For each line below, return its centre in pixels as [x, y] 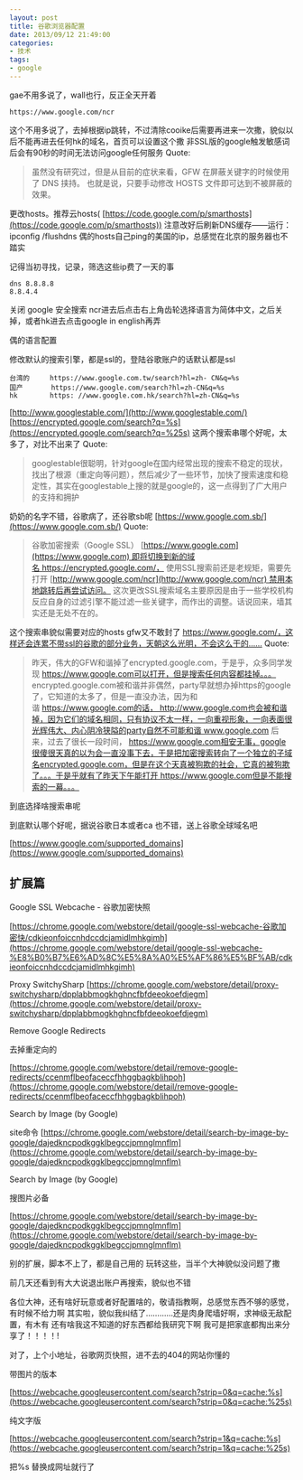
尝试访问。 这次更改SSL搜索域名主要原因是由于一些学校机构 [182, 590]
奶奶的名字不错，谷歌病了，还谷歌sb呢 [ [84, 516]
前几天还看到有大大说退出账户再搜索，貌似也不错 [100, 1282]
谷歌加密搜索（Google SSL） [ [87, 545]
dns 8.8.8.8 [32, 284]
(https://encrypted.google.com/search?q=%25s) [100, 432]
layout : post [34, 18]
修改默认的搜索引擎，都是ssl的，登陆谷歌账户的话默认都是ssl [123, 359]
